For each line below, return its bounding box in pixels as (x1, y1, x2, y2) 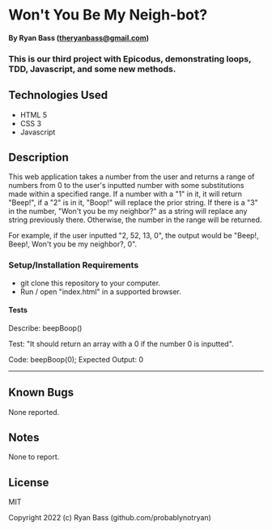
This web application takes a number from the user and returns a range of (8, 172, 255, 182)
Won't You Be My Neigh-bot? (8, 6, 208, 24)
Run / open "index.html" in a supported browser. (19, 286, 182, 297)
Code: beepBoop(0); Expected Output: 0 (8, 354, 144, 364)
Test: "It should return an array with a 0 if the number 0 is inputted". (8, 339, 234, 348)
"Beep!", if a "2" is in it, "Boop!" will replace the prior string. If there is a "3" (8, 198, 259, 207)
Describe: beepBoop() (8, 323, 83, 333)
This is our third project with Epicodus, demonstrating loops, (8, 53, 252, 64)
